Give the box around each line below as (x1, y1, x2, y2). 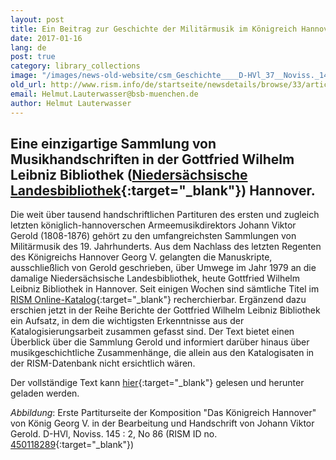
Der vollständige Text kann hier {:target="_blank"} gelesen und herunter (10, 377, 305, 389)
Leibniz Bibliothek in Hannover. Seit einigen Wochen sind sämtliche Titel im (10, 283, 320, 295)
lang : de (10, 42, 47, 53)
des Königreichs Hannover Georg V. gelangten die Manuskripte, (10, 251, 273, 263)
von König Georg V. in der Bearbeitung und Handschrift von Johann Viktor (10, 417, 315, 430)
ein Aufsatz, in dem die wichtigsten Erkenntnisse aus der (10, 315, 245, 327)
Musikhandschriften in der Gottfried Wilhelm (10, 151, 295, 168)
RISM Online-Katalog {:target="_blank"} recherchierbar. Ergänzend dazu (10, 294, 307, 306)
